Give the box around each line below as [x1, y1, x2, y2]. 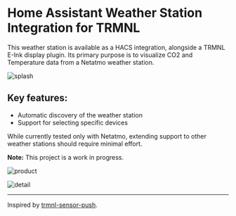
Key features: [7, 92, 68, 104]
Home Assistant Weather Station [7, 5, 202, 21]
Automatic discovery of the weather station [17, 110, 143, 119]
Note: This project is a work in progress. [7, 153, 124, 161]
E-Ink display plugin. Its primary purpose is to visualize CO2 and [7, 51, 193, 59]
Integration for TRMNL [7, 20, 140, 36]
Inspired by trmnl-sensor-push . [7, 201, 98, 209]
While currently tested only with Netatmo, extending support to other [7, 132, 207, 140]
